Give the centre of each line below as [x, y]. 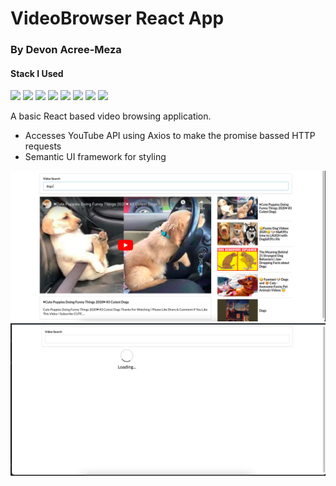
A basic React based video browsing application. [111, 116]
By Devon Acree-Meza [66, 50]
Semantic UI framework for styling [95, 157]
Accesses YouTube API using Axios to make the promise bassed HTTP [170, 136]
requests [43, 146]
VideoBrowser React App [117, 18]
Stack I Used [37, 73]
